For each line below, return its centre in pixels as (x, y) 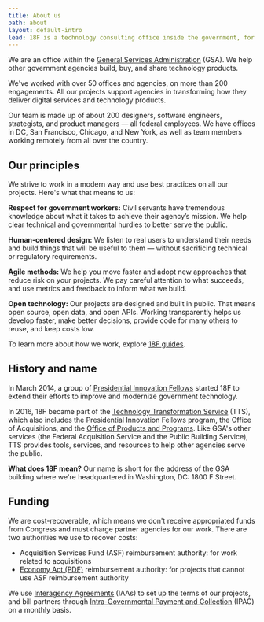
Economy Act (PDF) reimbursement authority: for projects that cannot (132, 569)
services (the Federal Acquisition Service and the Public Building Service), (128, 436)
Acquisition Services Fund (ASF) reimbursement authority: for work (128, 553)
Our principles (44, 165)
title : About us (35, 15)
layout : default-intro (45, 30)
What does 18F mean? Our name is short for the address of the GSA (119, 468)
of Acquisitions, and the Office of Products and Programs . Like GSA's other (130, 428)
